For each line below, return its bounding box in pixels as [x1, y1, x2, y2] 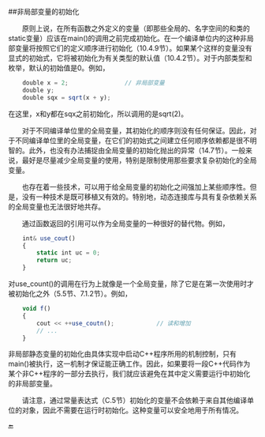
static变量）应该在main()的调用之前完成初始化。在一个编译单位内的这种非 [8, 34, 247, 43]
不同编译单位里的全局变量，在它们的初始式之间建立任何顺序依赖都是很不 [14, 135, 250, 145]
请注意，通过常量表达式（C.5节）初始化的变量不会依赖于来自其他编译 [22, 396, 248, 405]
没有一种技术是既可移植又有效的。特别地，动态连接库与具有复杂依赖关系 [21, 192, 257, 202]
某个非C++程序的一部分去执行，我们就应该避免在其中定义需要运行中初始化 [8, 369, 251, 379]
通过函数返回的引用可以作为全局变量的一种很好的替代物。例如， [22, 218, 230, 228]
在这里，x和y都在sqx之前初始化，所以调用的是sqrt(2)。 [8, 109, 188, 119]
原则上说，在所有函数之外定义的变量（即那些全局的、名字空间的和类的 [22, 24, 250, 33]
